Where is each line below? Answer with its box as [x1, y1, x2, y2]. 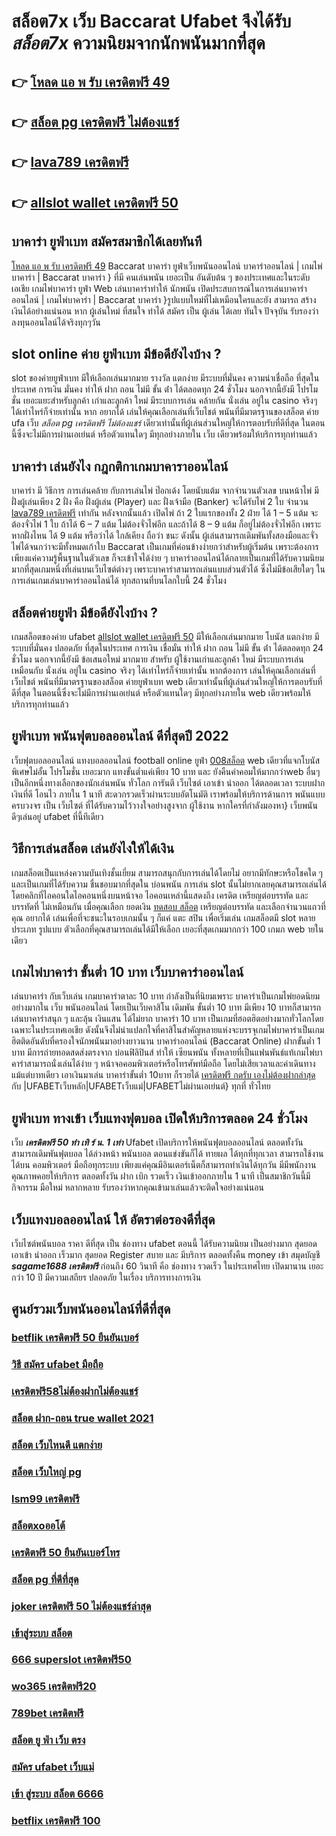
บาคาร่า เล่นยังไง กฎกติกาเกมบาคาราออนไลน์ [11, 458, 229, 475]
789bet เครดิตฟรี [11, 1706, 84, 1720]
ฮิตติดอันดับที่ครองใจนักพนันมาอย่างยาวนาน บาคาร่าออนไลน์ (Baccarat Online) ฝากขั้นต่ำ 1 [11, 1035, 321, 1047]
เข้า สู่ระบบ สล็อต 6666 [11, 1787, 104, 1801]
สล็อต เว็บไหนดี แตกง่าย [11, 1438, 103, 1452]
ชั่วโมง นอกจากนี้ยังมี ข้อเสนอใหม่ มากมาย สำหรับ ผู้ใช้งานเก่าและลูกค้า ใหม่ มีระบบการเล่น [11, 653, 304, 665]
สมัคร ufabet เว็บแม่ [11, 1760, 95, 1774]
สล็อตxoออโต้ [11, 1518, 66, 1532]
